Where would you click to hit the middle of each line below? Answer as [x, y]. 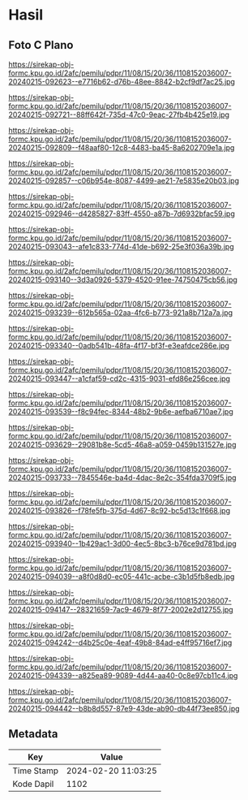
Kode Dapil [33, 784]
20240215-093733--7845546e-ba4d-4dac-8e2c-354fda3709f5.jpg [122, 478]
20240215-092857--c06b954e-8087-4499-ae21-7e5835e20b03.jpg [124, 181]
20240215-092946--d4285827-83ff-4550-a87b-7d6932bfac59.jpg [122, 214]
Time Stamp [36, 771]
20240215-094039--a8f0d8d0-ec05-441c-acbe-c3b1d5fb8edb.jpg [122, 577]
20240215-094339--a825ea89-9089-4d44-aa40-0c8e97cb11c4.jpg [123, 675]
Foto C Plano [41, 45]
